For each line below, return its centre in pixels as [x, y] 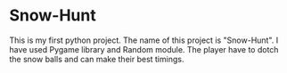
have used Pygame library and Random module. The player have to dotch [144, 49]
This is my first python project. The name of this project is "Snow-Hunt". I [144, 40]
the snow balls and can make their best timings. [97, 59]
